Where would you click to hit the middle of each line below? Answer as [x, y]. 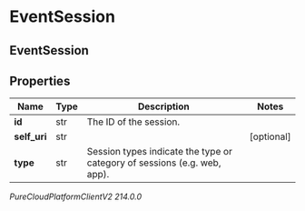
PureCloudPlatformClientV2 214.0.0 [76, 196]
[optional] [270, 136]
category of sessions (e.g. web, [154, 163]
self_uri [30, 136]
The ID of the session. [133, 122]
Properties [40, 80]
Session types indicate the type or [160, 152]
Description [163, 106]
